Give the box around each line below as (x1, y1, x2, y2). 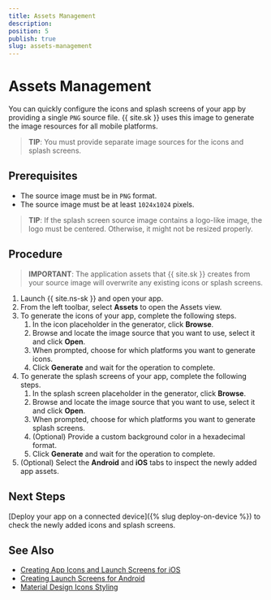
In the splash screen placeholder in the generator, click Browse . (32, 388, 246, 398)
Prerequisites (8, 169, 78, 183)
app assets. (19, 466, 59, 476)
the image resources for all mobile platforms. (8, 121, 158, 131)
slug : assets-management (8, 42, 92, 50)
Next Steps (8, 489, 66, 504)
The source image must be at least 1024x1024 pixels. (19, 199, 195, 209)
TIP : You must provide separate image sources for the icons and (28, 137, 244, 147)
